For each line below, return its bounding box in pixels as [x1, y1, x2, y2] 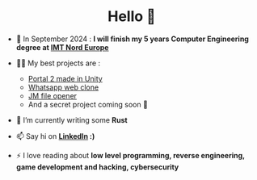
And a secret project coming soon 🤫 [27, 99, 148, 109]
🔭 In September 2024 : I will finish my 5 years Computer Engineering [15, 34, 249, 44]
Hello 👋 [107, 7, 156, 26]
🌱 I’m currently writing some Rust [15, 115, 128, 124]
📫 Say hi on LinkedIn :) [15, 131, 95, 140]
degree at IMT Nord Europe [15, 42, 109, 52]
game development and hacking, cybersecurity [15, 161, 179, 172]
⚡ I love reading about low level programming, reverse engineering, [15, 150, 245, 160]
